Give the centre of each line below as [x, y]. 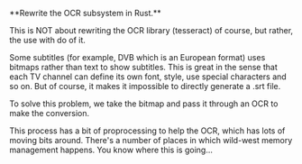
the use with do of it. [47, 40]
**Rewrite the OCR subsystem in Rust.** [86, 13]
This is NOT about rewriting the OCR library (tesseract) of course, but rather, [151, 30]
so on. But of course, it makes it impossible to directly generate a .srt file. [145, 86]
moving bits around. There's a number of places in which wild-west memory [151, 140]
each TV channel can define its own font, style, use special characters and [148, 77]
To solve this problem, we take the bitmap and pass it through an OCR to [144, 104]
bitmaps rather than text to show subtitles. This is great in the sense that [143, 67]
